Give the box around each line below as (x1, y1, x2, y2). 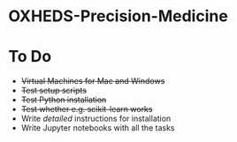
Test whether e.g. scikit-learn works (20, 104, 153, 115)
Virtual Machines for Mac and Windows (20, 76, 165, 86)
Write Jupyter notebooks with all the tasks (20, 123, 175, 133)
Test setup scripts (20, 86, 88, 96)
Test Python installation (20, 94, 107, 105)
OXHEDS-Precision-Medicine (8, 6, 229, 26)
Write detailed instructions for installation (20, 113, 172, 124)
